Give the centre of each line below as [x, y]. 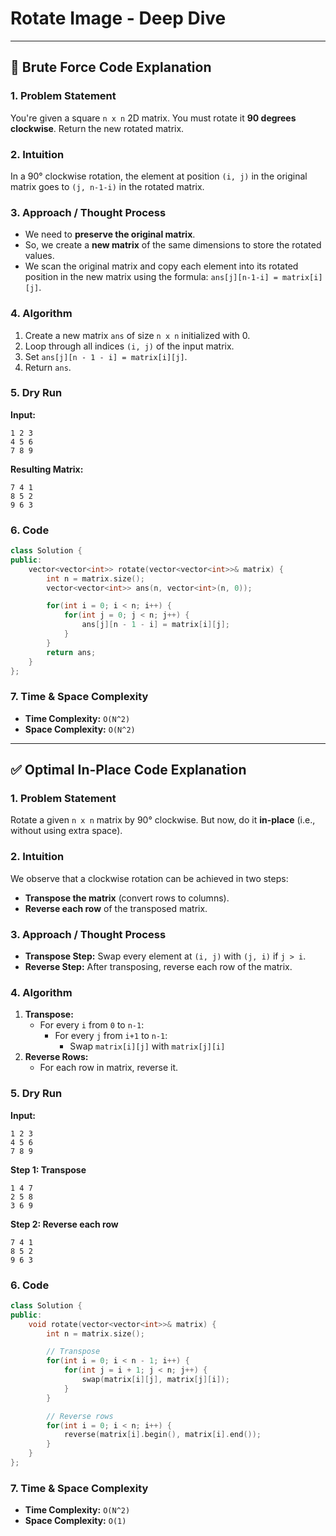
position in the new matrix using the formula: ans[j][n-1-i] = [151, 277]
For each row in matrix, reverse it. [109, 1068]
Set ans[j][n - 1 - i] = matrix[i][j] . [106, 356]
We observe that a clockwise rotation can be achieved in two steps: [149, 878]
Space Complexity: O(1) [75, 1521]
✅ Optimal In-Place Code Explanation [128, 770]
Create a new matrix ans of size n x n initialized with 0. [137, 335]
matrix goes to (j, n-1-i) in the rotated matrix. [107, 186]
